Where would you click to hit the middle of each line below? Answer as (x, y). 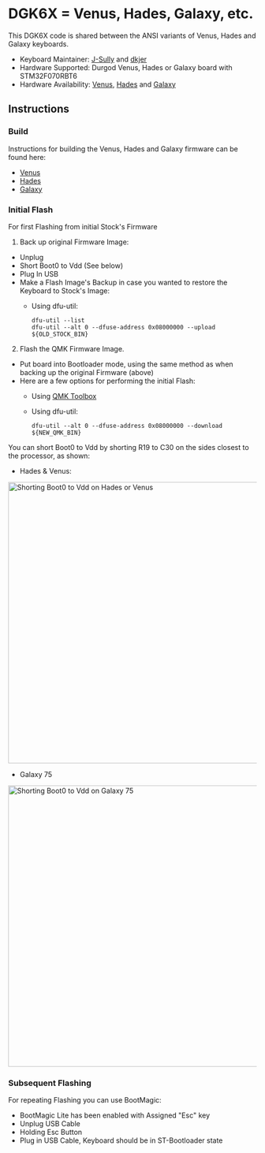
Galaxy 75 (36, 774)
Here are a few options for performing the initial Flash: (107, 381)
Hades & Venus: (46, 470)
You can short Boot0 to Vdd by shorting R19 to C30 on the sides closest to (129, 447)
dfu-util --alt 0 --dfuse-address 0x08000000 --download (127, 426)
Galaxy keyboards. (39, 43)
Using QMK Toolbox (64, 396)
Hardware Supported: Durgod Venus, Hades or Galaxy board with (126, 67)
